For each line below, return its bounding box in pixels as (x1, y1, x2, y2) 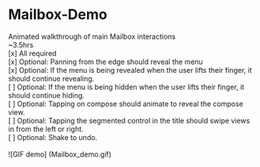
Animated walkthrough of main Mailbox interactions (8, 32, 176, 41)
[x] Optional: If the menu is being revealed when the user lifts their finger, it (8, 65, 252, 74)
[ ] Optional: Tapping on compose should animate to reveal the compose (8, 99, 243, 108)
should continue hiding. (8, 90, 85, 100)
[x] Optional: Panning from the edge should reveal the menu (8, 57, 203, 66)
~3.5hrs (8, 40, 34, 49)
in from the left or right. (8, 124, 85, 134)
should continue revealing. (8, 74, 95, 83)
